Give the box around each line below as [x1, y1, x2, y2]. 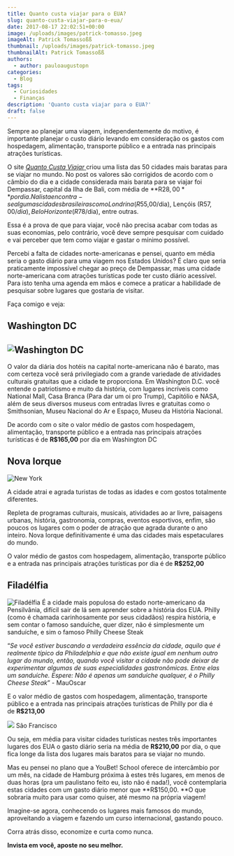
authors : [7, 56, 33, 63]
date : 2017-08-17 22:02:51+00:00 [7, 23, 105, 30]
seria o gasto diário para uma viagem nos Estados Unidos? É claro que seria [7, 256, 226, 265]
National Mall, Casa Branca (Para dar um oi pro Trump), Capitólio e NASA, [7, 392, 219, 400]
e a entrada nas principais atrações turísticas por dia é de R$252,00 [7, 559, 205, 567]
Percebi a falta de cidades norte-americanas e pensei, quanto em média [7, 249, 215, 257]
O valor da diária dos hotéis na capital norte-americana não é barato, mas [7, 362, 220, 370]
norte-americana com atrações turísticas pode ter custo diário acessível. [7, 271, 217, 280]
